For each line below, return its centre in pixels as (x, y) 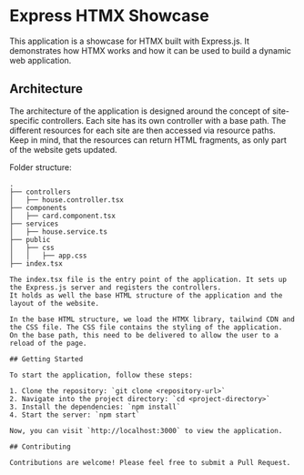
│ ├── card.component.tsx (63, 216)
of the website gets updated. (63, 149)
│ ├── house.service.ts (58, 232)
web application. (41, 60)
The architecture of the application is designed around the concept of (140, 111)
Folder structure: (41, 167)
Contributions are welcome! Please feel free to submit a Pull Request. (150, 462)
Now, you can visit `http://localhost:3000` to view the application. (146, 430)
